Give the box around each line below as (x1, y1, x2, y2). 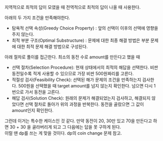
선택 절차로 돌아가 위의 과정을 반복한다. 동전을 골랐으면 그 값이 (25, 101, 144, 107)
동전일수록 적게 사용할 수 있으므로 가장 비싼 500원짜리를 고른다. (11, 71, 134, 76)
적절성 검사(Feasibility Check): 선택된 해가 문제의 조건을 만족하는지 (11, 77, 141, 83)
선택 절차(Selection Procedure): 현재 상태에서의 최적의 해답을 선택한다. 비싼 (11, 64, 158, 70)
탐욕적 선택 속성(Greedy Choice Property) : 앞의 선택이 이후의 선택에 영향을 (11, 25, 158, 31)
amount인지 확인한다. (11, 108, 54, 113)
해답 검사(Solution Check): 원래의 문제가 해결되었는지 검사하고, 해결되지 (11, 95, 151, 101)
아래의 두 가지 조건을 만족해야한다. (4, 15, 70, 21)
